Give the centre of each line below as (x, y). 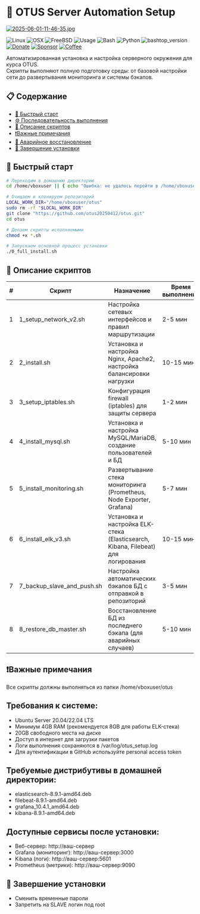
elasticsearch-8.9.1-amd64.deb (53, 794)
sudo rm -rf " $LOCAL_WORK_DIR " (45, 208)
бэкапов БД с (128, 586)
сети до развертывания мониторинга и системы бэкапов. (80, 77)
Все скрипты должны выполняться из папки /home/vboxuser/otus (90, 687)
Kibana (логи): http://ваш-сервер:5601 (63, 859)
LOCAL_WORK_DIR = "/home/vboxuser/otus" (54, 203)
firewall (118, 398)
